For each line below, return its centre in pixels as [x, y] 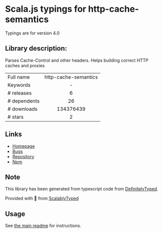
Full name [19, 77]
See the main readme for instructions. [43, 226]
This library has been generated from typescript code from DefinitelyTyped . [82, 189]
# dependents [24, 101]
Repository [23, 156]
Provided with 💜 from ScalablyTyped [42, 198]
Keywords [19, 85]
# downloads [23, 109]
